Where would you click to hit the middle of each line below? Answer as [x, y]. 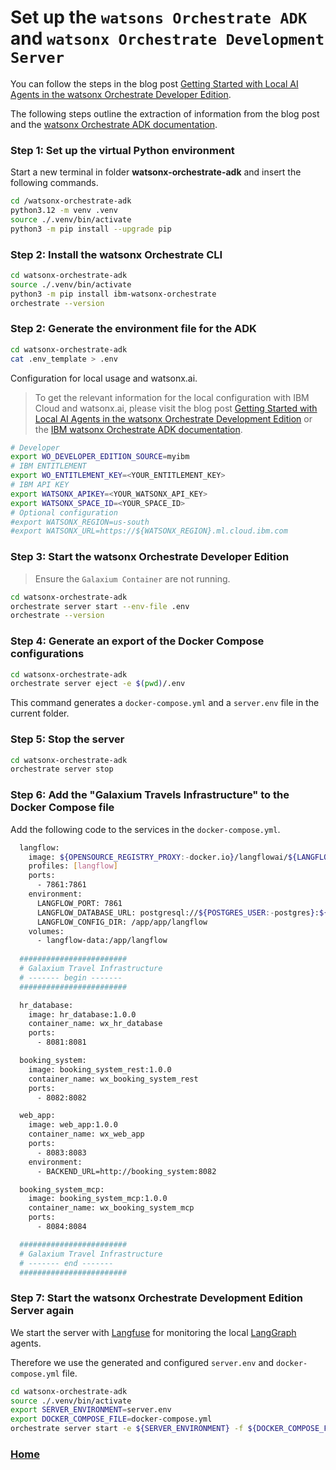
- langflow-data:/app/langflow [102, 941]
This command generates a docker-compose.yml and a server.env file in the [165, 703]
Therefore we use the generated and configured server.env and [142, 1362]
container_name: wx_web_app [86, 1134]
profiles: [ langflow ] [73, 866]
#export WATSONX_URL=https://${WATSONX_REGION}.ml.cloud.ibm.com [149, 531]
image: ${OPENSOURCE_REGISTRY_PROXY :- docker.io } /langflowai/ [158, 857]
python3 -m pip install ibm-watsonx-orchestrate [113, 294]
